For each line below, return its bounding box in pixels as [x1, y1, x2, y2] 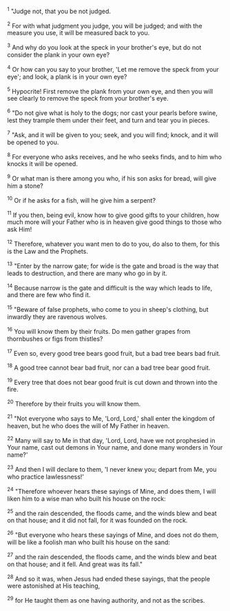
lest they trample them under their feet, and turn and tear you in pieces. [7, 116, 210, 124]
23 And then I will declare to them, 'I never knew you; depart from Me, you [7, 464, 217, 474]
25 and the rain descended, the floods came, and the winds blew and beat [7, 508, 217, 517]
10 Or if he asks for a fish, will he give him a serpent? [7, 194, 156, 204]
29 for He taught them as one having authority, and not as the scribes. [7, 595, 205, 605]
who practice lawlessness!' [7, 472, 85, 481]
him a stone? [7, 181, 43, 190]
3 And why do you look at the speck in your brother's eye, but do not [7, 42, 202, 51]
